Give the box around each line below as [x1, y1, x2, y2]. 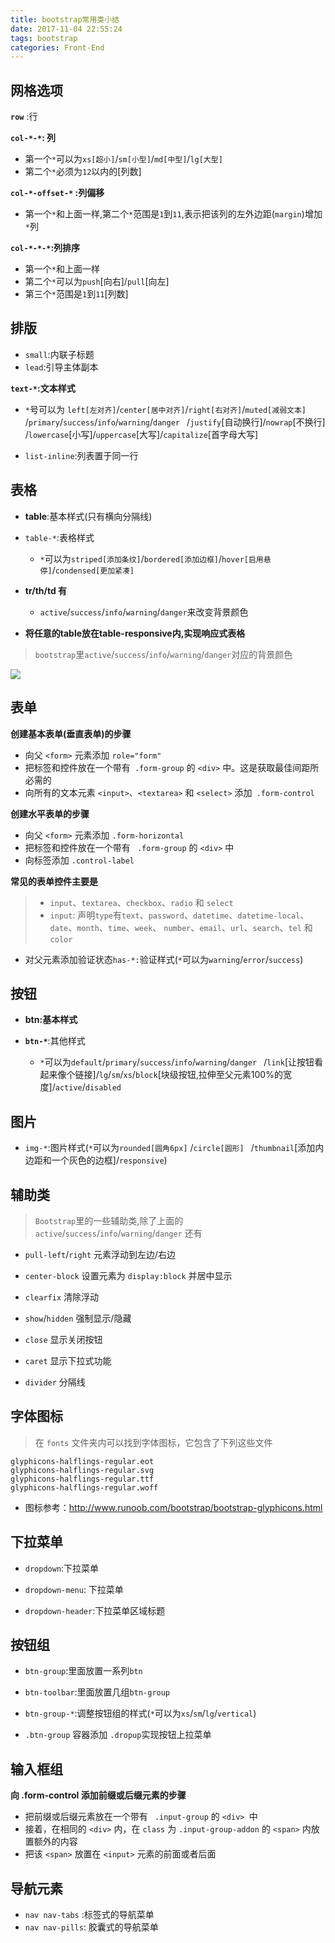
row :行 [10, 111, 38, 123]
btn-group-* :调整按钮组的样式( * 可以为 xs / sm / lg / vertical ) [24, 1707, 257, 1720]
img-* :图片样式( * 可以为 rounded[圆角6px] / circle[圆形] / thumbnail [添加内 [24, 1142, 325, 1154]
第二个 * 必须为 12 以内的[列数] [24, 166, 142, 178]
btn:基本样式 [24, 1014, 78, 1026]
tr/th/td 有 [24, 584, 68, 596]
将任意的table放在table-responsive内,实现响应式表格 [24, 627, 246, 639]
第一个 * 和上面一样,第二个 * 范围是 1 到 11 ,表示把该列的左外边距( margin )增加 [24, 208, 323, 220]
